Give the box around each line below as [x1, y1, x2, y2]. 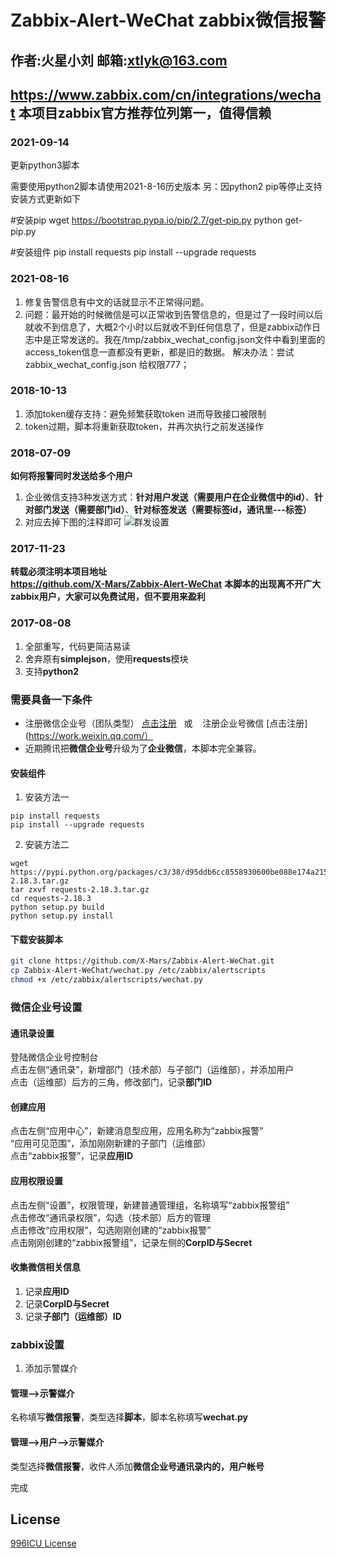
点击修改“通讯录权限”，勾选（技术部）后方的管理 [10, 1211, 212, 1223]
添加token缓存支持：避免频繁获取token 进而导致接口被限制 [24, 407, 267, 420]
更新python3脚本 [10, 159, 80, 171]
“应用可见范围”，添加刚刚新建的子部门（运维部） [10, 1137, 212, 1150]
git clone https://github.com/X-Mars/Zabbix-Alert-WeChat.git [10, 956, 275, 966]
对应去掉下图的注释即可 [24, 516, 122, 528]
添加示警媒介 [24, 1362, 78, 1375]
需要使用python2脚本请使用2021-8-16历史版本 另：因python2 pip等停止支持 [10, 181, 323, 193]
